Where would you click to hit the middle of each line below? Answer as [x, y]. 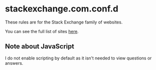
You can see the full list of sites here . [42, 31]
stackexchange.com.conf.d [62, 9]
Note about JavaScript [39, 47]
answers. [14, 63]
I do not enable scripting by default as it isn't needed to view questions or [78, 58]
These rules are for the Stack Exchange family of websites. [64, 22]
